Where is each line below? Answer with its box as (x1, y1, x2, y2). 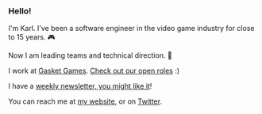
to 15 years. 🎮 (8, 32, 56, 42)
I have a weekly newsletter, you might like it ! (8, 82, 152, 91)
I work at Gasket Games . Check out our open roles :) (8, 66, 180, 76)
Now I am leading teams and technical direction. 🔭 (8, 51, 172, 60)
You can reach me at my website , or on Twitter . (8, 97, 163, 106)
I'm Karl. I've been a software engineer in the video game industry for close (8, 24, 255, 33)
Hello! (8, 6, 32, 17)
